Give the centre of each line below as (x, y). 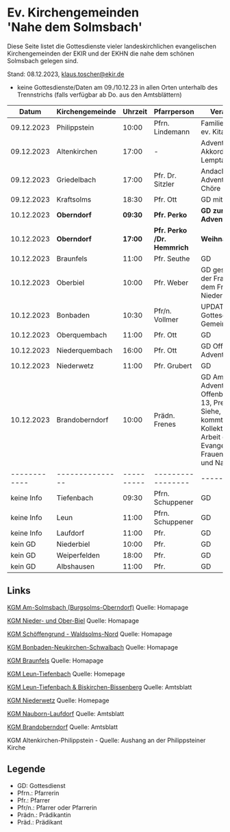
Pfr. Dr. (165, 175)
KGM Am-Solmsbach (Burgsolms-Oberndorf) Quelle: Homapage (98, 607)
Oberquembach (82, 335)
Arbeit (211, 437)
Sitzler (164, 184)
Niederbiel (73, 544)
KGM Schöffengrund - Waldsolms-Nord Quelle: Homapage (90, 634)
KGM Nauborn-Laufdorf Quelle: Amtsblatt (66, 713)
